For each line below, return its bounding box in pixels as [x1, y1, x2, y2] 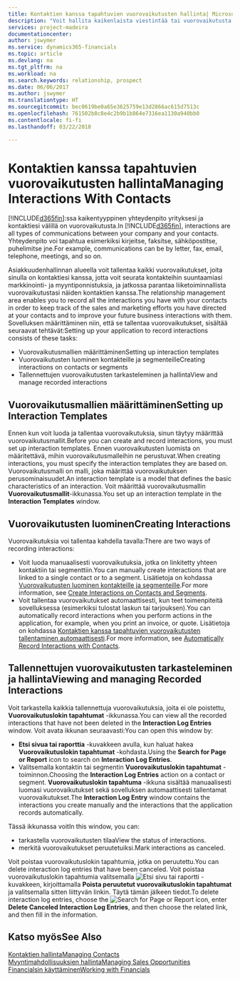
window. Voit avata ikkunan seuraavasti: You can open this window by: [8, 726, 213, 735]
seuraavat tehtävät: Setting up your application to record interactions [8, 326, 209, 335]
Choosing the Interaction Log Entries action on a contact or [49, 770, 225, 778]
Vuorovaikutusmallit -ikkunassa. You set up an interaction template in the [8, 489, 222, 498]
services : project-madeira [8, 24, 88, 31]
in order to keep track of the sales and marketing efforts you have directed [8, 304, 226, 312]
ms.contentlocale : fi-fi [8, 116, 82, 123]
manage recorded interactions [18, 378, 108, 387]
